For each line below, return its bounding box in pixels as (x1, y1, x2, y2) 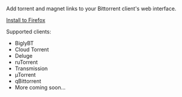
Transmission (14, 65, 48, 72)
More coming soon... (14, 84, 66, 91)
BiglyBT (14, 40, 34, 46)
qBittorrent (14, 77, 42, 85)
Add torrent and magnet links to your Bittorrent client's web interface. (6, 5, 177, 12)
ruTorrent (14, 59, 38, 65)
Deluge (14, 52, 33, 59)
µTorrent (14, 71, 36, 78)
